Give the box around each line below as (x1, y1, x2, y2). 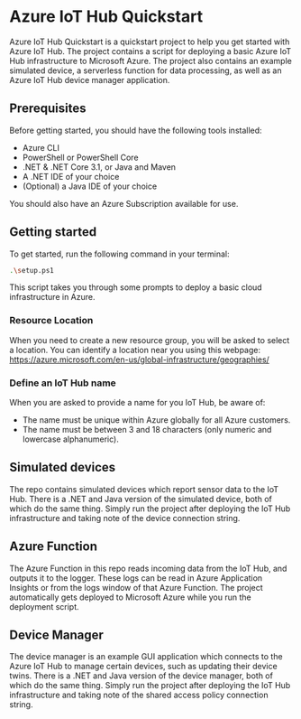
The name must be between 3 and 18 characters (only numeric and (22, 425, 272, 435)
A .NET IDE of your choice (22, 171, 120, 182)
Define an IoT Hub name (9, 377, 117, 389)
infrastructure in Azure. (9, 292, 96, 303)
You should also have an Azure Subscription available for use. (9, 198, 239, 209)
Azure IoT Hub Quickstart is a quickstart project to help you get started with (9, 36, 290, 47)
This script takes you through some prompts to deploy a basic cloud (9, 282, 263, 293)
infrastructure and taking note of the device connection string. (9, 512, 241, 523)
